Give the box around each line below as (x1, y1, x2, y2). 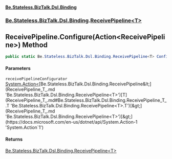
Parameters (5, 65, 31, 71)
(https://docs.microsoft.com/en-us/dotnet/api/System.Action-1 (5, 119, 138, 125)
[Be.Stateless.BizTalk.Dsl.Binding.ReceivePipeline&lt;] (38, 81, 152, 87)
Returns (5, 136, 23, 142)
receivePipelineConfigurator (5, 77, 68, 82)
